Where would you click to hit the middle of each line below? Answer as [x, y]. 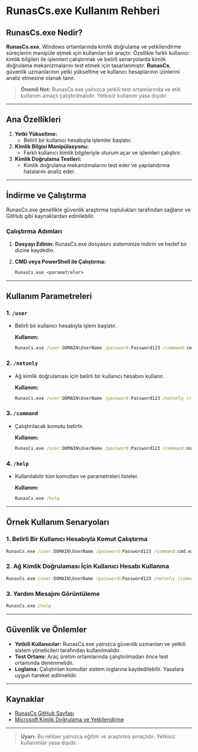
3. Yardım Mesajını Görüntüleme [53, 594]
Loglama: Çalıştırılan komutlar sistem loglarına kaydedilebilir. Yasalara [99, 669]
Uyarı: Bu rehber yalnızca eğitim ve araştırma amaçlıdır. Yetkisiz [98, 737]
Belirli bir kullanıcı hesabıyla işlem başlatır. [65, 326]
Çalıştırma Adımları [34, 231]
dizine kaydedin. [34, 250]
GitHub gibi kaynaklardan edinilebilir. [50, 216]
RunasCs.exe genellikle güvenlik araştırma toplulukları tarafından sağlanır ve [98, 210]
